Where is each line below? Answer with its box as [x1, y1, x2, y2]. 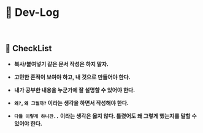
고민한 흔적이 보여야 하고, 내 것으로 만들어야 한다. [13, 73, 131, 81]
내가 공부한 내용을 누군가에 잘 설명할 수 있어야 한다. [13, 86, 136, 93]
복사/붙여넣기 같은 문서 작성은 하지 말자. [13, 60, 109, 68]
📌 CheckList [5, 43, 52, 54]
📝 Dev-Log [5, 5, 59, 20]
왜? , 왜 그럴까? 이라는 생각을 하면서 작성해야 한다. [13, 99, 129, 106]
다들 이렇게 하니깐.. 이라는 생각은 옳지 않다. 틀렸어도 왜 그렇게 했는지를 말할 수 [13, 112, 197, 120]
